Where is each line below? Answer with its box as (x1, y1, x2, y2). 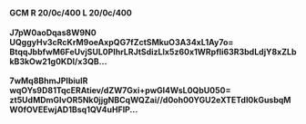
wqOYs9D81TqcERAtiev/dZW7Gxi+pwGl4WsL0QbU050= (9, 85, 231, 96)
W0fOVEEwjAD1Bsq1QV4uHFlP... (9, 104, 138, 115)
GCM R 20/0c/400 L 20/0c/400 (9, 7, 132, 18)
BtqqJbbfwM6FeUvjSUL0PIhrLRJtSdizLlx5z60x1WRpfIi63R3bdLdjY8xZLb (9, 46, 297, 58)
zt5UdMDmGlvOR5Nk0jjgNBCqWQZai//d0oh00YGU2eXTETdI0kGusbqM (9, 95, 291, 106)
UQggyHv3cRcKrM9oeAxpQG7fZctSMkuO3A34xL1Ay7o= (9, 37, 234, 48)
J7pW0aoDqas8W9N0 (9, 27, 97, 38)
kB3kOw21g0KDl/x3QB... (9, 56, 107, 67)
